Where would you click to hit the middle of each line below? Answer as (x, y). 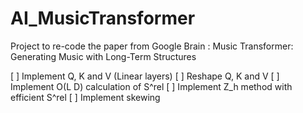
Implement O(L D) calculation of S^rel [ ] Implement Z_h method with (151, 86)
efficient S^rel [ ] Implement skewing (85, 97)
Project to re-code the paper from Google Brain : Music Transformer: (152, 46)
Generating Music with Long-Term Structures (103, 56)
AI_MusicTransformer (103, 18)
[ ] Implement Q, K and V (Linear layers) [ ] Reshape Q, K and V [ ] (145, 76)
